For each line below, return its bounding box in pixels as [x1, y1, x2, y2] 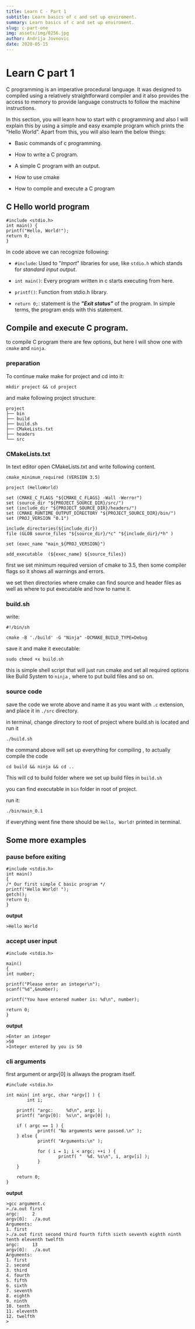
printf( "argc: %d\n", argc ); [16, 1107, 103, 1113]
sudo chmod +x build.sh [6, 656, 64, 662]
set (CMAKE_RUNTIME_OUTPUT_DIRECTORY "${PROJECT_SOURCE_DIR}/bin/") [6, 511, 176, 516]
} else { [16, 1133, 38, 1139]
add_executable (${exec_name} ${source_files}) [6, 552, 127, 557]
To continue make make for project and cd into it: [6, 372, 124, 379]
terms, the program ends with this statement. [14, 306, 123, 313]
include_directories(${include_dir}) [6, 526, 98, 532]
